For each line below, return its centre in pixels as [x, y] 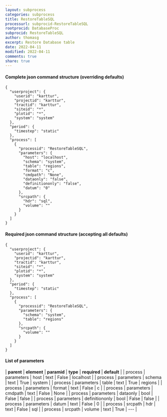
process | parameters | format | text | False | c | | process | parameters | [79, 387]
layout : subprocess [25, 10]
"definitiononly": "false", [52, 184]
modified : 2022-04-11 [28, 51]
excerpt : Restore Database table [40, 42]
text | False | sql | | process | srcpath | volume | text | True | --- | [71, 409]
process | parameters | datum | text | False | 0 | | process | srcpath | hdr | [80, 403]
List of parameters [25, 361]
